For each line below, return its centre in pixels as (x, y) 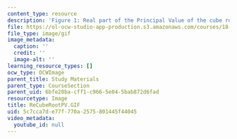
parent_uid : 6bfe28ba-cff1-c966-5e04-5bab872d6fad (83, 92)
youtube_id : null (39, 125)
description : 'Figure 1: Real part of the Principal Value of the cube (115, 20)
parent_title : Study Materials (53, 79)
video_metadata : (31, 118)
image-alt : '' (34, 60)
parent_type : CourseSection (49, 86)
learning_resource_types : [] (50, 66)
